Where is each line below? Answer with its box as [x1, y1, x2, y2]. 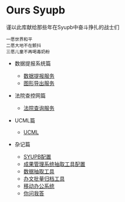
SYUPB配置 [23, 153, 52, 160]
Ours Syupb [6, 4, 66, 17]
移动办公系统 [23, 182, 55, 189]
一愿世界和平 [6, 36, 33, 42]
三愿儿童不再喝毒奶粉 [6, 49, 50, 54]
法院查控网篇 [14, 92, 46, 99]
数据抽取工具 [23, 167, 55, 174]
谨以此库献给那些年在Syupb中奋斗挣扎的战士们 [6, 23, 120, 30]
